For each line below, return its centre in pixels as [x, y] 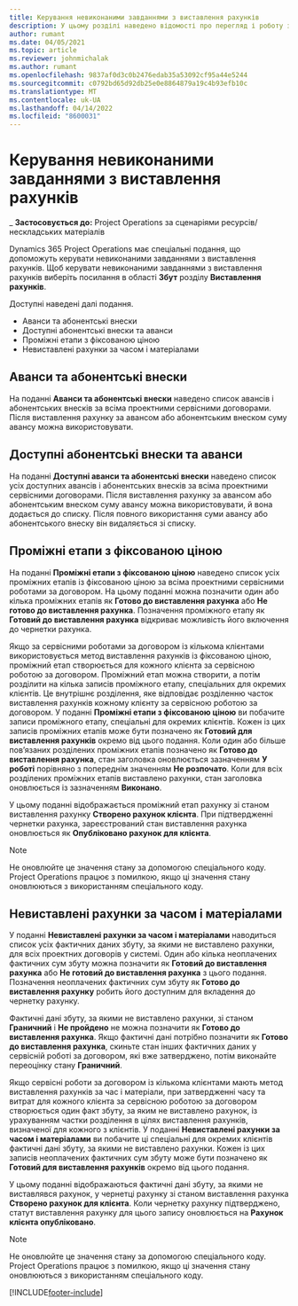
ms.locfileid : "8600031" [55, 116]
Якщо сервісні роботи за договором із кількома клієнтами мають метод [146, 1083]
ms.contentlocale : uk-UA [55, 100]
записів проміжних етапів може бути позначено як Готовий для [131, 731]
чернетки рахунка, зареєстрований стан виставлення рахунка [128, 823]
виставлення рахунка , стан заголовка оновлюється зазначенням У [138, 759]
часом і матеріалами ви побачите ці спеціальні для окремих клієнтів [141, 1139]
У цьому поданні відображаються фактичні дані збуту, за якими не [136, 1185]
